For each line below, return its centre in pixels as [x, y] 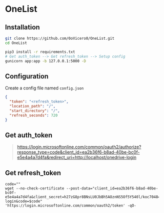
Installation [22, 27]
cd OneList [16, 43]
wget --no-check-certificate [35, 188]
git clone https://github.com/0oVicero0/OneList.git [60, 38]
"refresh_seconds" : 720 [33, 115]
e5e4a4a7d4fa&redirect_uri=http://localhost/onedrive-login [77, 158]
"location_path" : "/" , [32, 106]
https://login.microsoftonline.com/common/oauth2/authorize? [79, 147]
